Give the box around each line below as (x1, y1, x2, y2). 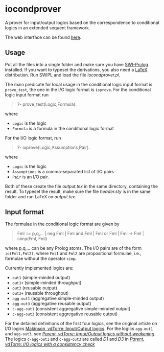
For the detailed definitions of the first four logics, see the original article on (5, 320, 158, 326)
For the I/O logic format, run (5, 135, 61, 141)
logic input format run (5, 92, 49, 97)
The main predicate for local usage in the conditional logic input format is (5, 81, 153, 87)
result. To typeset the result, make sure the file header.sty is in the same (5, 188, 151, 194)
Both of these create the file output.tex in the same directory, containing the (5, 183, 158, 189)
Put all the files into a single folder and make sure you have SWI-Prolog (5, 61, 148, 67)
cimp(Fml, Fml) (17, 235, 47, 241)
